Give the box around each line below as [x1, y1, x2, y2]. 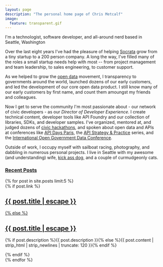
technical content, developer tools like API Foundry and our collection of [5, 114, 150, 120]
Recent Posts [5, 167, 37, 173]
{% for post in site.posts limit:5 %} [5, 178, 74, 184]
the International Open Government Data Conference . [5, 135, 112, 141]
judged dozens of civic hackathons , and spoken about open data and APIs [5, 125, 154, 131]
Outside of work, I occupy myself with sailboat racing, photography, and [5, 144, 150, 150]
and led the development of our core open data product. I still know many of [5, 84, 158, 90]
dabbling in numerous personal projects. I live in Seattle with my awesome [5, 150, 154, 155]
